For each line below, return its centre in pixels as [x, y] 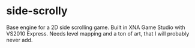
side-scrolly [37, 11]
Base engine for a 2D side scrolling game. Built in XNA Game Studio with [96, 27]
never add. [19, 40]
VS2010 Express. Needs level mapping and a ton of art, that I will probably [98, 33]
